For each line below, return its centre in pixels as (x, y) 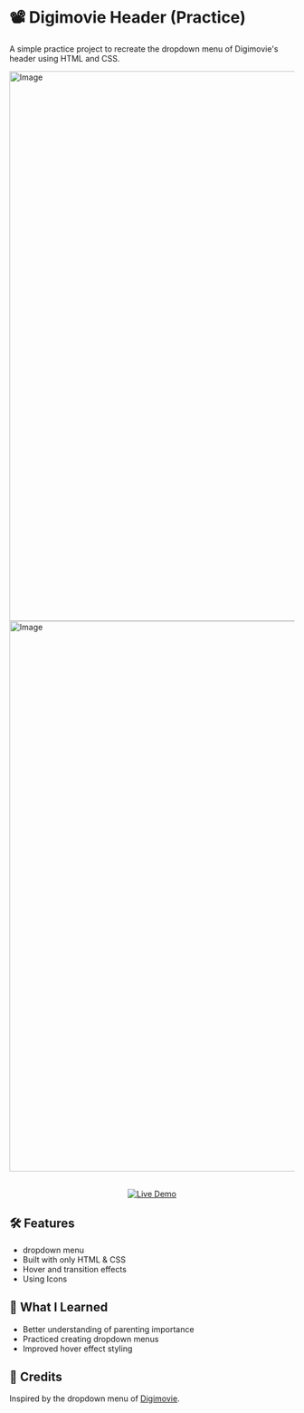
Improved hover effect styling (77, 1349)
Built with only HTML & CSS (74, 1259)
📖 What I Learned (59, 1307)
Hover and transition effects (74, 1269)
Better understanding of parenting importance (108, 1329)
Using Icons (45, 1279)
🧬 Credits (36, 1376)
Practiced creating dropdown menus (90, 1339)
